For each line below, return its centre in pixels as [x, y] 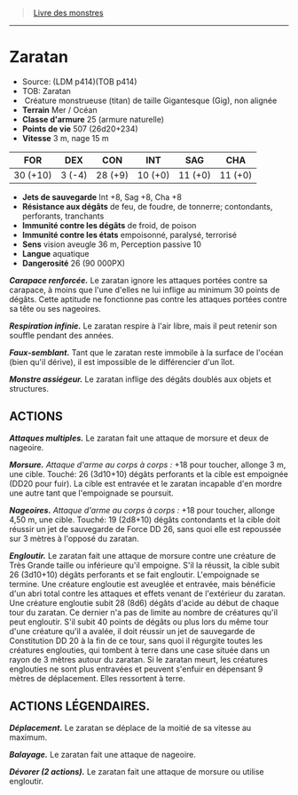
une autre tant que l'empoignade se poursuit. [91, 493]
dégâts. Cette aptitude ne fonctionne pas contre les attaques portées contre [148, 299]
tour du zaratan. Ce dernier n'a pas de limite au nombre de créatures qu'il [143, 612]
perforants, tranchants [63, 216]
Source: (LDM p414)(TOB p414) [79, 81]
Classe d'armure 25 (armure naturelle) [93, 119]
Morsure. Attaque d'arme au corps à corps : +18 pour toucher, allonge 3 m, [148, 465]
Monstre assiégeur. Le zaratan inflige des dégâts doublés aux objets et [141, 379]
